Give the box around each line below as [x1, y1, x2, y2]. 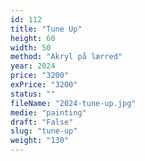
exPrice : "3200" [10, 80, 78, 90]
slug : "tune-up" [10, 126, 78, 136]
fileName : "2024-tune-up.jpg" [10, 98, 137, 108]
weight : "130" [10, 136, 70, 146]
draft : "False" [10, 117, 74, 127]
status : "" [10, 89, 56, 99]
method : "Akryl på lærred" [10, 52, 123, 62]
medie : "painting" [10, 107, 87, 118]
